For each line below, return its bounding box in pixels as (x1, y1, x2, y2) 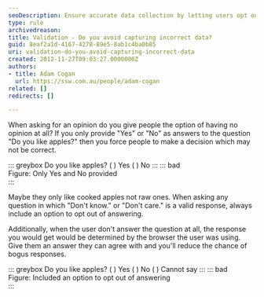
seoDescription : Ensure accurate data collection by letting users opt (8, 11, 247, 20)
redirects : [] (8, 92, 55, 100)
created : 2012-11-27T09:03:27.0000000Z (8, 56, 139, 64)
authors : (8, 63, 37, 71)
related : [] (8, 84, 47, 93)
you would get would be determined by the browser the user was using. (8, 233, 241, 242)
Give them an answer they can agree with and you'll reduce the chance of (8, 241, 247, 251)
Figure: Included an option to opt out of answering (8, 273, 170, 283)
